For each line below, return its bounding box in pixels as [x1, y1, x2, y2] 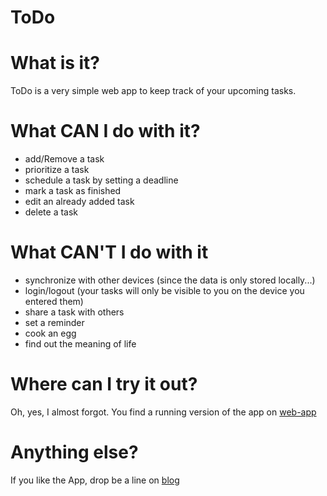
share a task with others [24, 306, 125, 318]
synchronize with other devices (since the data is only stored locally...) [24, 274, 316, 286]
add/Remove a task [24, 153, 105, 165]
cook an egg [24, 327, 77, 339]
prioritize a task [24, 164, 90, 176]
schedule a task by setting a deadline [24, 174, 179, 186]
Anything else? [10, 441, 139, 464]
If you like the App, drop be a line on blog [10, 474, 180, 486]
